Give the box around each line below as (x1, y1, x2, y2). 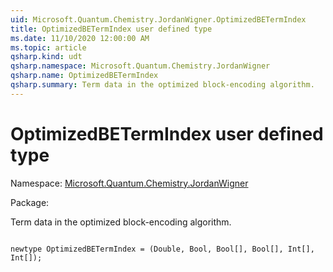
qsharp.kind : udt (10, 52, 83, 62)
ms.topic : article (10, 42, 87, 53)
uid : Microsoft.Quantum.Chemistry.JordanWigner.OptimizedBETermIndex (10, 14, 307, 25)
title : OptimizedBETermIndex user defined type (10, 24, 213, 34)
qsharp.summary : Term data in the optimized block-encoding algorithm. (10, 80, 315, 90)
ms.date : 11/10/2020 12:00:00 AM (10, 33, 150, 43)
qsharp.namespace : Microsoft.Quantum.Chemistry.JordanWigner (10, 61, 271, 71)
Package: (10, 196, 50, 208)
